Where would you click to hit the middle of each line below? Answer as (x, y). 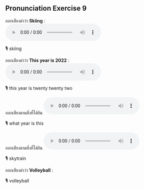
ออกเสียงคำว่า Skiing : (26, 20)
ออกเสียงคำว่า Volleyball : (29, 170)
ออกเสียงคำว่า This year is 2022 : (38, 60)
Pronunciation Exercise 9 (46, 8)
